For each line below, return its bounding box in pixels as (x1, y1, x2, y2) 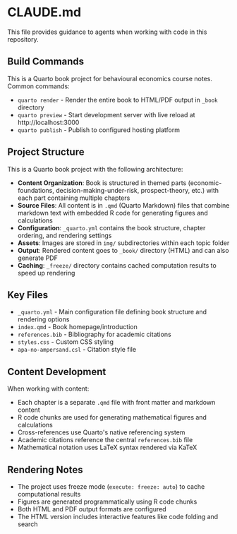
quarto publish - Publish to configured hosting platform (17, 125, 180, 134)
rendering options (17, 315, 70, 324)
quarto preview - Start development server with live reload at (17, 110, 195, 119)
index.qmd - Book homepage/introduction (17, 323, 138, 331)
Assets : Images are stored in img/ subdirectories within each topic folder (17, 238, 230, 247)
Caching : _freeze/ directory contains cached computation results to (17, 261, 217, 269)
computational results (17, 490, 81, 498)
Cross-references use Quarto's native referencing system (17, 428, 186, 437)
